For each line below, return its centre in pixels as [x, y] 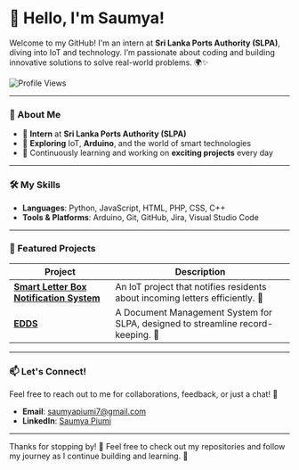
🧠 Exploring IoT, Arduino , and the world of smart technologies [137, 144]
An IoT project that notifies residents [191, 286]
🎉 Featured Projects [53, 249]
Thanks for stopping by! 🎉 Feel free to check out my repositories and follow [147, 447]
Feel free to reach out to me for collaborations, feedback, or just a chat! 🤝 [144, 394]
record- [256, 323]
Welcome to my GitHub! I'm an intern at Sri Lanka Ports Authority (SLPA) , [145, 43]
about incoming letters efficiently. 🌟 [190, 298]
